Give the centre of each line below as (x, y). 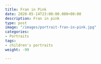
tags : (10, 41)
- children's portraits (29, 45)
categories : (17, 32)
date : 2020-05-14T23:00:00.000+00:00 (43, 14)
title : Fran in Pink (26, 9)
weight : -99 (17, 50)
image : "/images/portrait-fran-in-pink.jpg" (51, 27)
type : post (16, 23)
